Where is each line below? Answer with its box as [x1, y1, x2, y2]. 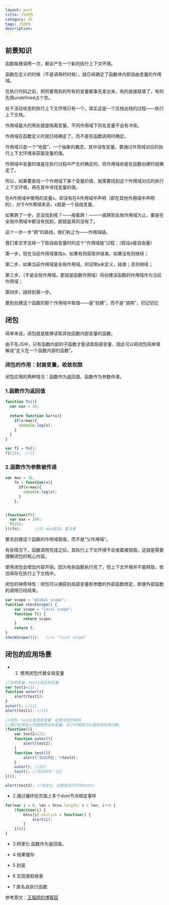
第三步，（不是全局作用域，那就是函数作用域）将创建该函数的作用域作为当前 [5, 272, 162, 278]
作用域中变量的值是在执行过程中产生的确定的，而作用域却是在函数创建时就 [5, 161, 159, 167]
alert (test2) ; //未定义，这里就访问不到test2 [5, 783, 94, 788]
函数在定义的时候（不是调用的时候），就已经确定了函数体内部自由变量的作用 [5, 71, 162, 77]
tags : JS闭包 [5, 21, 31, 27]
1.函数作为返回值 [5, 387, 46, 394]
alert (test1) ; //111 [5, 708, 49, 713]
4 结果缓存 [12, 851, 35, 858]
